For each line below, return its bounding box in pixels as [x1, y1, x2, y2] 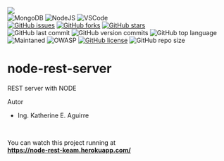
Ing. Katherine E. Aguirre [17, 111, 89, 120]
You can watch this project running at [7, 138, 116, 147]
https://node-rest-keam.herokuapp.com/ [7, 146, 132, 154]
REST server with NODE [7, 84, 77, 92]
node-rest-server [7, 60, 112, 77]
